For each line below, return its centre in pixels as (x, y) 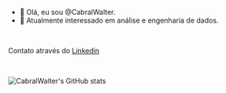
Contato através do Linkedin (54, 50)
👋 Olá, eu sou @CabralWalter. (67, 12)
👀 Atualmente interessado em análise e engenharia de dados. (119, 20)
